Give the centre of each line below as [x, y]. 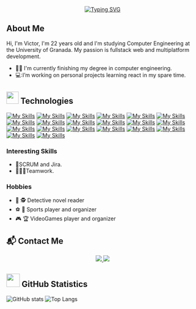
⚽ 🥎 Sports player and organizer [56, 209]
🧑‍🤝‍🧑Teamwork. [34, 170]
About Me [25, 28]
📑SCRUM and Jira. [38, 164]
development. [24, 56]
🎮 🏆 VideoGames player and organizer [65, 219]
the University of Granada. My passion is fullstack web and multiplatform [98, 49]
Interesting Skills [32, 151]
